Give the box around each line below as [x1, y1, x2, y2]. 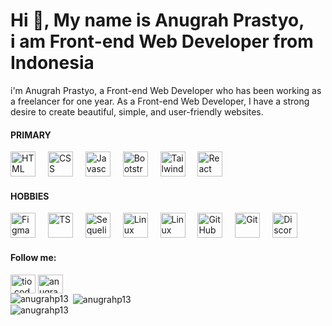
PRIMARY [10, 129, 52, 141]
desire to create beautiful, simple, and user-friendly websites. [10, 105, 264, 118]
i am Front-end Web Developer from [10, 30, 314, 53]
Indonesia [10, 52, 95, 74]
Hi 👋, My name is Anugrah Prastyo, [10, 9, 305, 32]
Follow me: [10, 251, 57, 263]
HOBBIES [10, 190, 50, 202]
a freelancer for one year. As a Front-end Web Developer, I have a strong [10, 95, 310, 107]
